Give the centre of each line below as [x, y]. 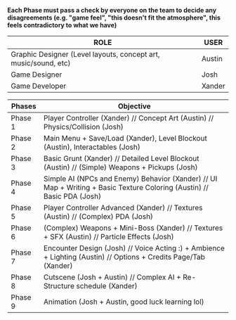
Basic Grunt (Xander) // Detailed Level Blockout [121, 159]
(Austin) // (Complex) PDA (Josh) [98, 216]
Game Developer [39, 86]
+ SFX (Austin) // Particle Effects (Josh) [109, 237]
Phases [24, 106]
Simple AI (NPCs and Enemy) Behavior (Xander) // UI [130, 179]
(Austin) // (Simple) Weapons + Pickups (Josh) [120, 167]
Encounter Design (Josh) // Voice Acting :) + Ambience [134, 248]
